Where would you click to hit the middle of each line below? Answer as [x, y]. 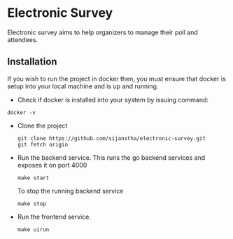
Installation [32, 62]
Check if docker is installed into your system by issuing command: [113, 100]
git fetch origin [43, 144]
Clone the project [42, 125]
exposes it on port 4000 [52, 165]
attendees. [23, 39]
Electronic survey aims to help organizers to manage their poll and [103, 32]
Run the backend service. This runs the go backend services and [111, 157]
